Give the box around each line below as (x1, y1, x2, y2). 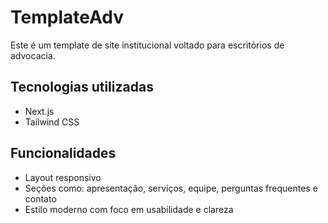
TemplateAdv (10, 6, 124, 29)
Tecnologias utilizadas (10, 79, 154, 96)
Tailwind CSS (24, 116, 80, 128)
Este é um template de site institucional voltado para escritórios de (10, 39, 285, 51)
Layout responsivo (24, 171, 102, 183)
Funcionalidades (10, 145, 117, 162)
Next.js (24, 105, 55, 117)
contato (24, 192, 57, 205)
